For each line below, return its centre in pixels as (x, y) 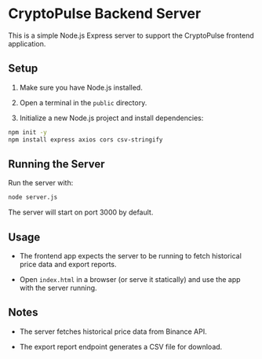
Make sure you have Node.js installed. (81, 87)
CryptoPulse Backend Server (105, 14)
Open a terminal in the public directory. (83, 102)
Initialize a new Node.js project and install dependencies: (111, 118)
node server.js (33, 197)
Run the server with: (41, 183)
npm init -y (27, 132)
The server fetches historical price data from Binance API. (113, 332)
